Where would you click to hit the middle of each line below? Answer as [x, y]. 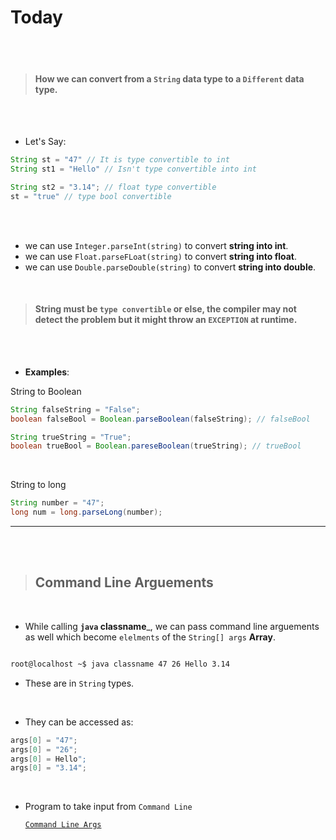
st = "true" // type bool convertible [91, 196]
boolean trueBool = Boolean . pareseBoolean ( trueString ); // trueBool [156, 446]
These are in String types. [79, 683]
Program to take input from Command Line [108, 807]
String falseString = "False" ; [75, 409]
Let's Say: [45, 142]
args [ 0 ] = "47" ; [44, 740]
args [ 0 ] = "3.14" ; [48, 768]
